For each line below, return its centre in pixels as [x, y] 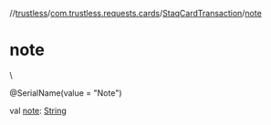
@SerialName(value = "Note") [66, 93]
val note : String [38, 110]
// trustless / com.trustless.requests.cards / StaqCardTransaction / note [135, 13]
